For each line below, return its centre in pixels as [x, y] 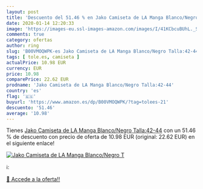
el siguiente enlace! [31, 144]
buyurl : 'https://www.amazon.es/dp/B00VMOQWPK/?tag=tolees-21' [88, 102]
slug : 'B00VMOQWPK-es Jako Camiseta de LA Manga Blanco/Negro [86, 51]
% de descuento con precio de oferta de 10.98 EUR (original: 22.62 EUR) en [101, 137]
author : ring [23, 46]
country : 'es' [24, 91]
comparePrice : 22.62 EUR [37, 79]
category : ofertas [29, 40]
